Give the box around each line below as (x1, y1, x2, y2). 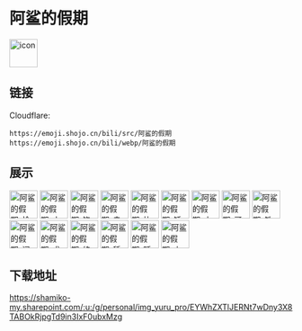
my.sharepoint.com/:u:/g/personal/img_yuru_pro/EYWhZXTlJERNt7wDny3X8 (9, 302, 293, 313)
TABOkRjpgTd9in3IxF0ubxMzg (9, 311, 123, 322)
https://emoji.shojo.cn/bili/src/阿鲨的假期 (9, 129, 173, 138)
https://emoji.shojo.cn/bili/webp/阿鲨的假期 (9, 139, 176, 148)
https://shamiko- (9, 292, 71, 303)
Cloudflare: (9, 110, 51, 121)
